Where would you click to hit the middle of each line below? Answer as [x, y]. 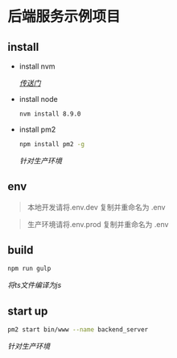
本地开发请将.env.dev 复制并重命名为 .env [96, 207]
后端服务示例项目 [64, 17]
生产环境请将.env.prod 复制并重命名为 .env [98, 224]
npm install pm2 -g [52, 144]
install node [38, 99]
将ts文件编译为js [35, 285]
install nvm [37, 66]
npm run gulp [29, 269]
